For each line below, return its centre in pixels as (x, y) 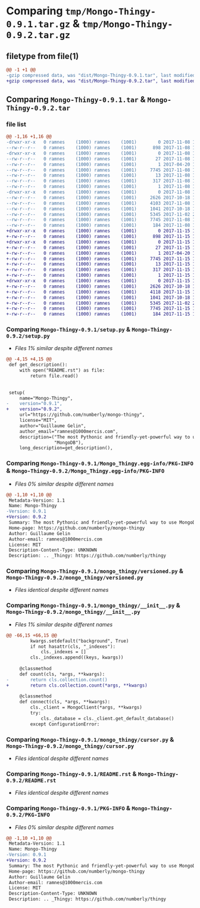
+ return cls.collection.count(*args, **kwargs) (77, 685)
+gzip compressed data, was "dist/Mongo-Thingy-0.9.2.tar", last (89, 81)
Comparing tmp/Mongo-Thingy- (81, 11)
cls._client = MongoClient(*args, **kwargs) (86, 708)
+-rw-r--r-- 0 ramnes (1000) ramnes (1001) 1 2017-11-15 (98, 276)
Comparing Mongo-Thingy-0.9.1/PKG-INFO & (68, 808)
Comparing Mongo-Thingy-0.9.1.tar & (76, 100)
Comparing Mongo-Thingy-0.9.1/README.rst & (71, 774)
